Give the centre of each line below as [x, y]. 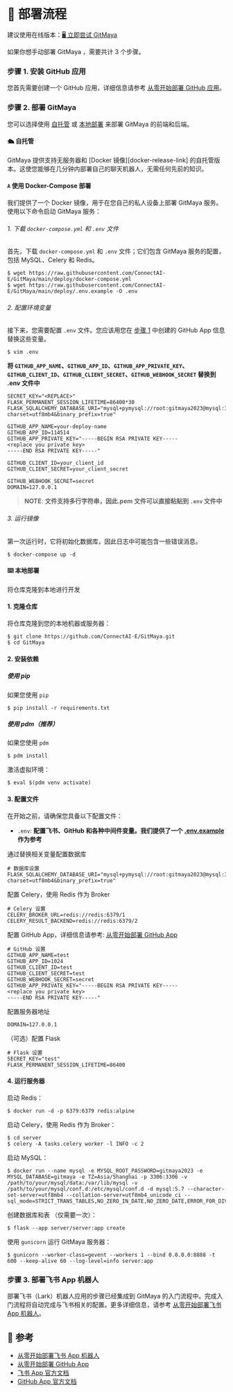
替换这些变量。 [28, 339]
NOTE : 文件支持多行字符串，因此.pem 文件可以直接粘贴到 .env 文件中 [123, 501]
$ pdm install [28, 756]
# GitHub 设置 [27, 949]
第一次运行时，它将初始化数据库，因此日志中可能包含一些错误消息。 [104, 541]
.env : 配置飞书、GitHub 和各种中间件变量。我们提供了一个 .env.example [121, 831]
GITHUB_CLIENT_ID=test [40, 967]
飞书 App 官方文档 [43, 1373]
